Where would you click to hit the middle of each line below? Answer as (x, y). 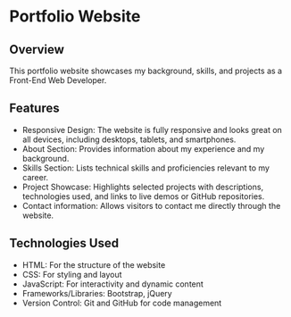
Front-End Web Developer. (58, 80)
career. (35, 177)
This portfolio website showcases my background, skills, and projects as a (146, 71)
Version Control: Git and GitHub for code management (122, 303)
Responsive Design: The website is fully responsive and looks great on (152, 129)
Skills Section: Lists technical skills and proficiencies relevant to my (146, 168)
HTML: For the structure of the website (94, 264)
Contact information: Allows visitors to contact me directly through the (151, 205)
